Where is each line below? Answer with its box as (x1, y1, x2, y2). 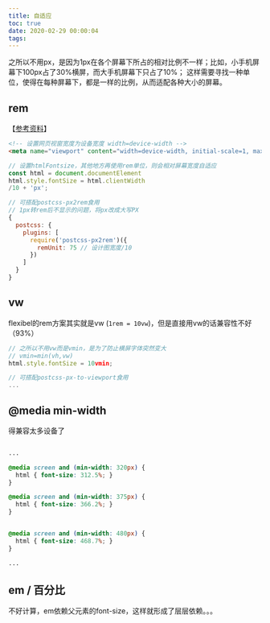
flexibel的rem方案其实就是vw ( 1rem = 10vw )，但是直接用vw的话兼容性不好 (8, 318, 252, 328)
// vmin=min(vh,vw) (8, 352, 74, 360)
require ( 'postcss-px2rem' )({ (29, 236, 128, 244)
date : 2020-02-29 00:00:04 (8, 27, 99, 35)
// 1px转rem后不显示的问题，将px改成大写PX (8, 206, 139, 214)
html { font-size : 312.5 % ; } (15, 471, 113, 479)
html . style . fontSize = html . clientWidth (8, 176, 146, 185)
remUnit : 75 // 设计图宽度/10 (37, 243, 133, 252)
